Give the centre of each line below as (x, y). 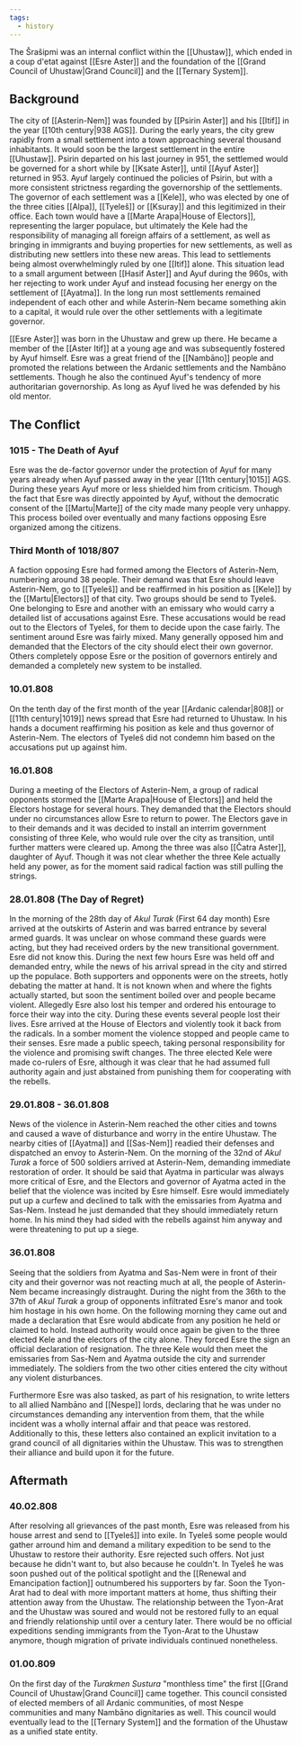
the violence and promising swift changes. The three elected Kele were (141, 1053)
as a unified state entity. (54, 1731)
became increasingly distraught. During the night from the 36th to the (157, 1291)
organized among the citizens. (65, 527)
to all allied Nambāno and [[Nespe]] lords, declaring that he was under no (145, 1404)
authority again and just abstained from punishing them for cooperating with (150, 1072)
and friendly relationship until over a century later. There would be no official (151, 1622)
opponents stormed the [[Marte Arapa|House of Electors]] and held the (141, 799)
